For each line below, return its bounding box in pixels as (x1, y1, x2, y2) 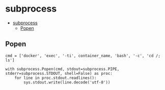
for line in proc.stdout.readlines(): (14, 75, 97, 80)
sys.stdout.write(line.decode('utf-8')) (23, 79, 111, 85)
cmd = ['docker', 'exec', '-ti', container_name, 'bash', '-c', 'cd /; (5, 53, 160, 58)
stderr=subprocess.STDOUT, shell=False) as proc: (5, 71, 113, 76)
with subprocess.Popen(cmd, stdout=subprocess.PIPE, (5, 66, 120, 71)
